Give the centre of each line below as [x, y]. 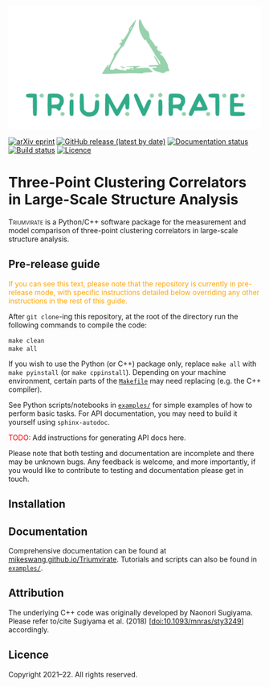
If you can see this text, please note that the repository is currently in [122, 283]
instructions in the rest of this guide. [68, 301]
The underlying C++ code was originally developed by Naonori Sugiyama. [130, 612]
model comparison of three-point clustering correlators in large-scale [123, 231]
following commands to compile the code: [77, 325]
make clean [26, 340]
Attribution [36, 593]
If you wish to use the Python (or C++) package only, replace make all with [132, 364]
